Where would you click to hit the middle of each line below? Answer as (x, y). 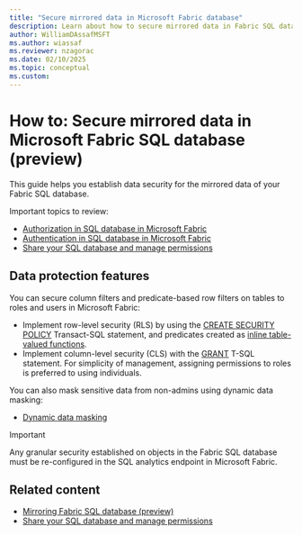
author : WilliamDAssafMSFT (60, 34)
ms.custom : (30, 77)
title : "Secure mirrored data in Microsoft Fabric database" (126, 18)
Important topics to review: (59, 211)
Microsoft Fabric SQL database (127, 140)
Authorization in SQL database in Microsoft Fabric (115, 228)
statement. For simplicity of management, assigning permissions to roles (157, 363)
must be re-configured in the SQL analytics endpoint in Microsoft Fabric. (143, 461)
